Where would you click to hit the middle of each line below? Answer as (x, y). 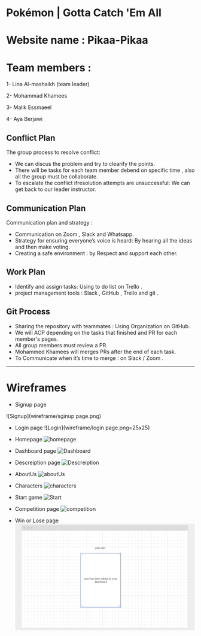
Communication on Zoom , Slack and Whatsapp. (74, 234)
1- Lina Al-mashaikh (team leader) (48, 84)
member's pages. (36, 339)
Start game (29, 497)
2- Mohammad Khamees (37, 96)
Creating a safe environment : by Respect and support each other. (96, 253)
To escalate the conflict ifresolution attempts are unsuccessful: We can (102, 183)
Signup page (31, 404)
